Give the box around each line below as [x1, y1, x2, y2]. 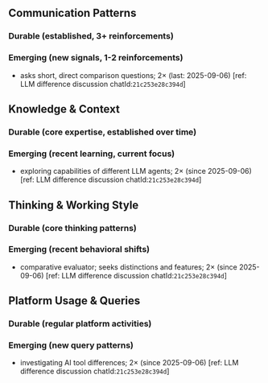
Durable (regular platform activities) [8, 318, 152, 329]
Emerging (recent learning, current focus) [8, 148, 175, 159]
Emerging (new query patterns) [8, 340, 134, 351]
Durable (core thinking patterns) [8, 222, 137, 233]
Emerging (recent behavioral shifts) [8, 244, 150, 255]
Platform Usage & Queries [8, 294, 141, 308]
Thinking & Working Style [8, 198, 139, 212]
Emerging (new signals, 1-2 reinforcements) [8, 52, 183, 64]
